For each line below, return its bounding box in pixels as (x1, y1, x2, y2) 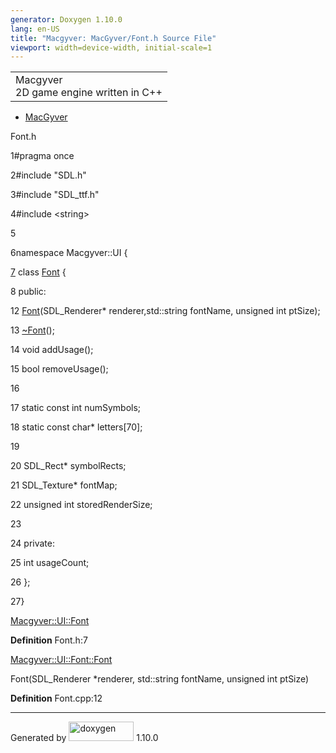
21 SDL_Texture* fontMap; (10, 479, 118, 491)
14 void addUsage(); (10, 344, 94, 356)
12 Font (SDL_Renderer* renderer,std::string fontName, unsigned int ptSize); (10, 305, 321, 317)
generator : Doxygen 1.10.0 (10, 14, 123, 25)
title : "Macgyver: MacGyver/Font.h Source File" (10, 33, 217, 43)
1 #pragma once (10, 150, 75, 162)
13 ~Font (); (10, 324, 55, 336)
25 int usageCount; (10, 557, 90, 569)
